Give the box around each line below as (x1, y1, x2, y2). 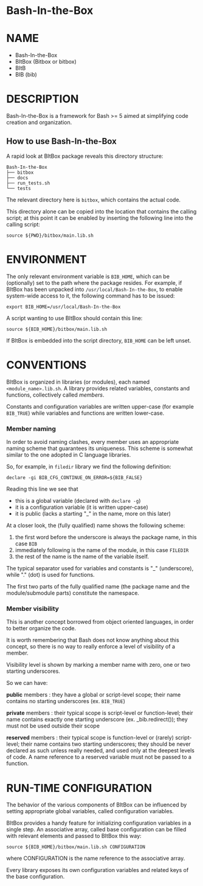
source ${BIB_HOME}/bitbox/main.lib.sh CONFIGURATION (6, 844, 146, 850)
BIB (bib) (15, 71, 38, 78)
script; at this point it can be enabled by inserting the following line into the (6, 214, 193, 222)
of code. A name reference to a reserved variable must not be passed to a (6, 754, 191, 761)
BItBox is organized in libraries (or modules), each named (6, 378, 150, 386)
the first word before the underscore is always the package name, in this (15, 534, 197, 541)
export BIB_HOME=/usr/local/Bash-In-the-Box (6, 304, 121, 310)
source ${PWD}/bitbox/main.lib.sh (6, 232, 94, 239)
